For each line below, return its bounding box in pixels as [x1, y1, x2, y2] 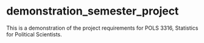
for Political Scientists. [6, 30, 62, 38]
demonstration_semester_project [6, 4, 179, 18]
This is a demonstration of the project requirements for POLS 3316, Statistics [6, 24, 199, 31]
